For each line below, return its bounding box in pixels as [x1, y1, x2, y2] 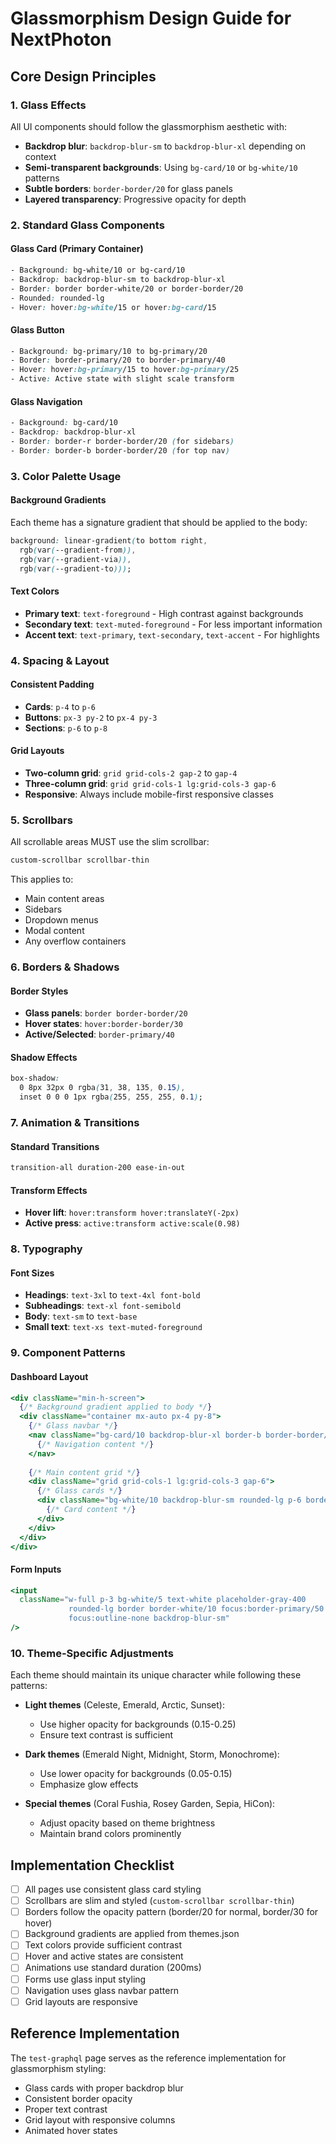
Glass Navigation [10, 395, 83, 407]
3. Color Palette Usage [10, 469, 122, 483]
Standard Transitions [10, 1140, 100, 1152]
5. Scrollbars [10, 813, 73, 827]
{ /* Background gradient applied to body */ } [19, 1402, 213, 1412]
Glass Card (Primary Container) [10, 243, 144, 255]
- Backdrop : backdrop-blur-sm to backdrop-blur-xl [10, 274, 226, 284]
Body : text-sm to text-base [24, 1310, 138, 1322]
